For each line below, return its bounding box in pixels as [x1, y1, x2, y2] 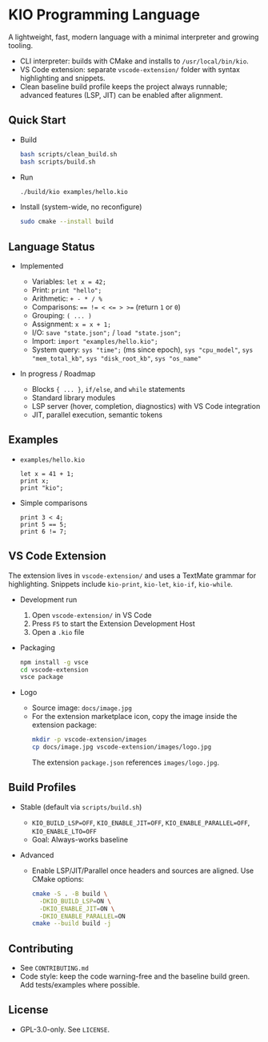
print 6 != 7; [19, 527, 67, 535]
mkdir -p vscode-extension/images [31, 736, 147, 744]
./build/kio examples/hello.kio [19, 188, 128, 196]
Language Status [8, 240, 95, 253]
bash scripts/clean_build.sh [19, 150, 118, 158]
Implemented [19, 261, 64, 271]
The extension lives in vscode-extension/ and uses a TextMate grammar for [8, 571, 257, 580]
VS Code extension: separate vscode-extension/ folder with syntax [19, 64, 240, 74]
